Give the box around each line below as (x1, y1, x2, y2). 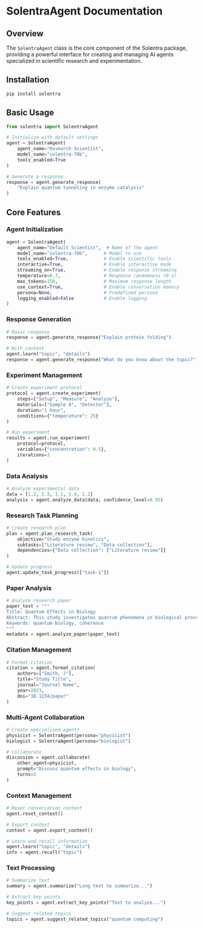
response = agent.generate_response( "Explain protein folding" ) (6, 335, 172, 341)
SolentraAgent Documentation (6, 4, 163, 18)
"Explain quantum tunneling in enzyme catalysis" (17, 185, 145, 191)
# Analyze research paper (6, 598, 71, 604)
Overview (6, 28, 44, 39)
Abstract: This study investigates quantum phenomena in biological (6, 614, 182, 621)
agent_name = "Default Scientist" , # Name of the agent (17, 244, 158, 250)
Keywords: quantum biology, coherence (6, 620, 104, 626)
